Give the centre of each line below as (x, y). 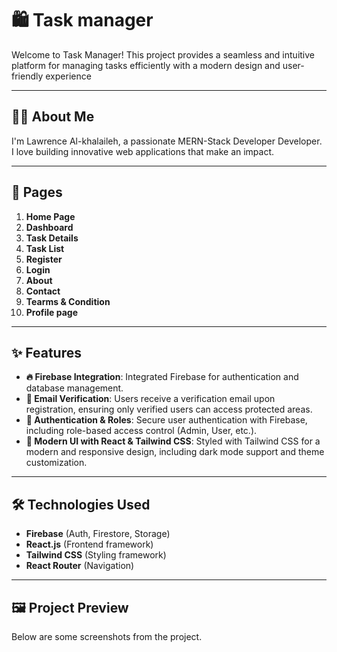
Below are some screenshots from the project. (107, 636)
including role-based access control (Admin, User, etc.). (141, 431)
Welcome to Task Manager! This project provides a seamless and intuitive (163, 54)
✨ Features (46, 352)
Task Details (52, 238)
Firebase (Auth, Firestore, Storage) (98, 534)
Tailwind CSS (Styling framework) (96, 555)
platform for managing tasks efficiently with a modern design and (146, 65)
